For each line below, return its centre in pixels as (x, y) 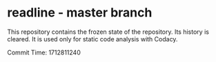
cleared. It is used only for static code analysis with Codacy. (92, 39)
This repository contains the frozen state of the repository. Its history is (108, 32)
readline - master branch (80, 13)
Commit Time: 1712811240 (44, 52)
